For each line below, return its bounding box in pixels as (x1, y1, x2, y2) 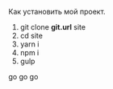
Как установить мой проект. (8, 7, 107, 16)
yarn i (19, 39, 40, 49)
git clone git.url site (19, 22, 86, 31)
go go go (8, 72, 39, 81)
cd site (19, 31, 43, 40)
